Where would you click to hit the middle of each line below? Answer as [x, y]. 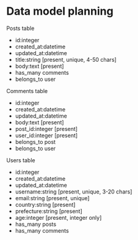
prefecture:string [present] [49, 211]
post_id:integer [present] [46, 129]
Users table [21, 160]
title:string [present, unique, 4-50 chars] [66, 59]
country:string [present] [45, 204]
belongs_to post [35, 141]
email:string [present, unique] [52, 198]
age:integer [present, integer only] [58, 217]
